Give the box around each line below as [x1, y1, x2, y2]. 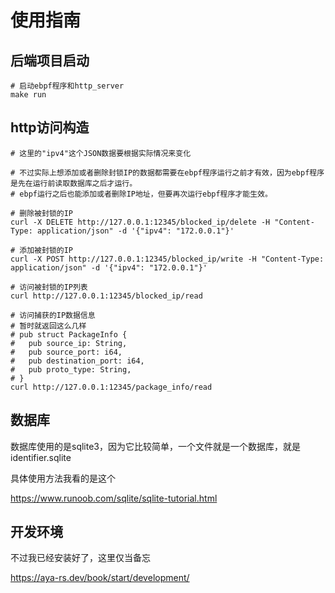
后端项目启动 [10, 52, 90, 69]
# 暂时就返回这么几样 [10, 321, 87, 331]
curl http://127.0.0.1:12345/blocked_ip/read [10, 291, 203, 301]
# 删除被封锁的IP [10, 208, 73, 218]
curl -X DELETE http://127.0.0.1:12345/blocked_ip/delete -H [10, 217, 271, 227]
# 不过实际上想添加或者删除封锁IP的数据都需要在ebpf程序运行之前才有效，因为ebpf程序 [10, 167, 325, 178]
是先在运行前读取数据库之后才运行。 [10, 178, 138, 188]
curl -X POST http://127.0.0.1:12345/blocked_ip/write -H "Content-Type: [10, 254, 325, 264]
